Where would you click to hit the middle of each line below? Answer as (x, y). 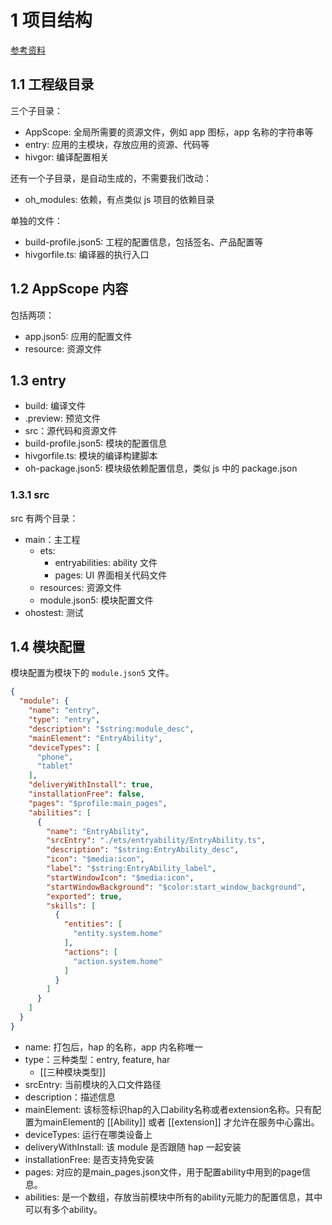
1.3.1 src (30, 495)
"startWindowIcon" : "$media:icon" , (120, 877)
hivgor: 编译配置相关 (67, 157)
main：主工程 (52, 539)
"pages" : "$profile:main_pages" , (98, 803)
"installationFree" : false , (86, 794)
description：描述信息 (70, 1097)
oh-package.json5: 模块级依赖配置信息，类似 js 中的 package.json (161, 468)
